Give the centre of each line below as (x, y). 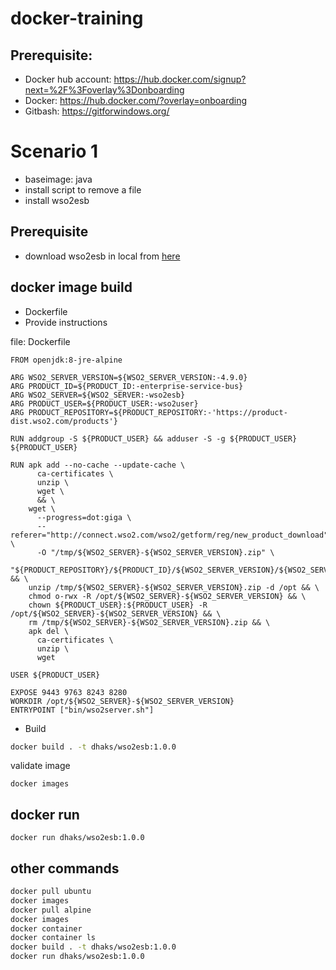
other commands (65, 868)
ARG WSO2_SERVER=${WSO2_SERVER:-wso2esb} (98, 395)
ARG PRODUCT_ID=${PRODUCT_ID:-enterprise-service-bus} (127, 386)
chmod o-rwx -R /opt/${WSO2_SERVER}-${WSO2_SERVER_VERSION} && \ (167, 596)
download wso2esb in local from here (102, 256)
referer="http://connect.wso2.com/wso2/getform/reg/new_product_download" (169, 535)
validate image (40, 766)
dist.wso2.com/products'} (64, 421)
